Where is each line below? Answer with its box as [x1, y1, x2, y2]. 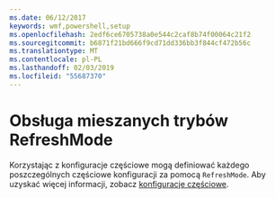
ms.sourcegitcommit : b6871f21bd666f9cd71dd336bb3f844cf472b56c [9, 38, 252, 48]
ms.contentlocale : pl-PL [9, 55, 102, 64]
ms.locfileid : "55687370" [9, 72, 106, 81]
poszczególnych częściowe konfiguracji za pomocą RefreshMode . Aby [9, 168, 267, 180]
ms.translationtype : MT [9, 47, 99, 56]
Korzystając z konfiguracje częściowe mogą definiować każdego [9, 159, 250, 170]
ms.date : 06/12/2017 [9, 13, 87, 22]
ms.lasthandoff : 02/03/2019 [9, 64, 115, 73]
